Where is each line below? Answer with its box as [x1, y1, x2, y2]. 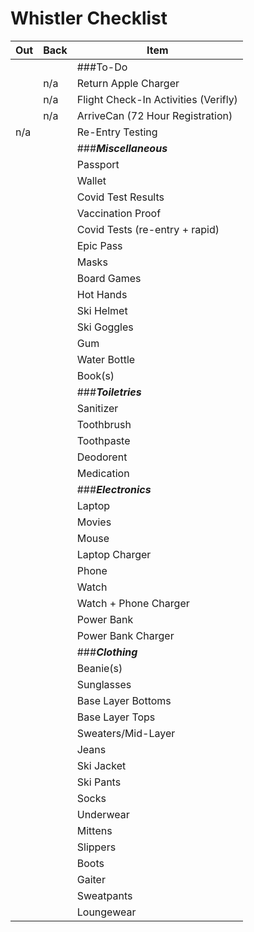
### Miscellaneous [76, 141, 168, 155]
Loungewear [76, 905, 137, 919]
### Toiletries [76, 385, 142, 399]
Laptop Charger [76, 547, 152, 561]
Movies [76, 515, 112, 529]
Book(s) [76, 368, 115, 382]
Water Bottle [76, 352, 136, 366]
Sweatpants [76, 888, 133, 902]
